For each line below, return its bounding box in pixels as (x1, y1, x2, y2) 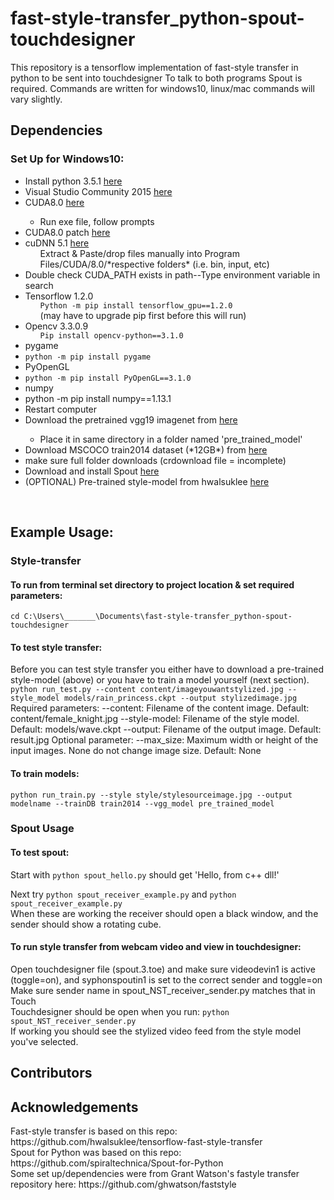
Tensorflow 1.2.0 (24, 290, 94, 302)
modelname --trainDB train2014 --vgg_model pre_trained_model (10, 798, 275, 809)
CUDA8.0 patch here (24, 226, 111, 238)
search (24, 279, 54, 291)
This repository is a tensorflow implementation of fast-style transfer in (10, 61, 299, 73)
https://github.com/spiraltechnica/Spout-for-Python (10, 1157, 224, 1169)
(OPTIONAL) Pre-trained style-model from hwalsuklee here (24, 475, 270, 487)
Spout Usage (10, 822, 75, 836)
